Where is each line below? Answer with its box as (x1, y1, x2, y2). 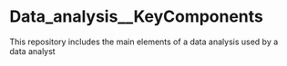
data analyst (9, 45, 56, 56)
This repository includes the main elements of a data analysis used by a (9, 36, 279, 47)
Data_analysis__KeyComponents (9, 6, 264, 27)
